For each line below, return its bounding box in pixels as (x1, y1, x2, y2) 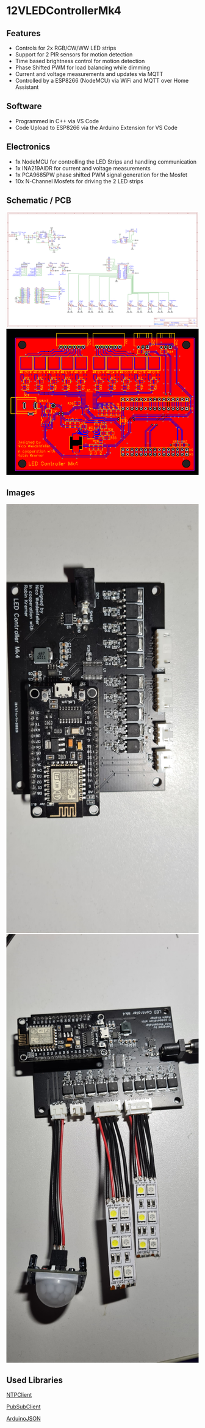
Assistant (15, 83, 39, 91)
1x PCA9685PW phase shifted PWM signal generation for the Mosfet (15, 171, 188, 178)
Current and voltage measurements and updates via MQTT (15, 70, 164, 77)
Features (6, 28, 41, 39)
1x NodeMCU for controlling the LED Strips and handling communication (15, 158, 197, 165)
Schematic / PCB (6, 196, 71, 206)
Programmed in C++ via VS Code (15, 117, 99, 124)
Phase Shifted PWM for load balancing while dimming (15, 64, 151, 71)
